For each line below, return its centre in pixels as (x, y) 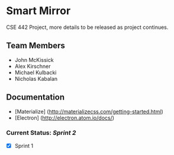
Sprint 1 (24, 146)
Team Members (36, 46)
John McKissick (34, 60)
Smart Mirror (38, 11)
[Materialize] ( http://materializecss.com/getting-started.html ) (89, 111)
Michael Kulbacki (36, 72)
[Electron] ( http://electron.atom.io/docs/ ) (64, 118)
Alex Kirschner (33, 66)
